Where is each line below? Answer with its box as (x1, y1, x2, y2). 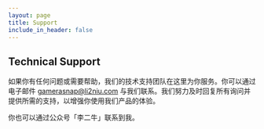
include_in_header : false (8, 26, 93, 34)
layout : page (8, 11, 51, 20)
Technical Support (8, 55, 101, 68)
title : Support (8, 19, 58, 27)
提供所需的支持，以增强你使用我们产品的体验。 (8, 96, 159, 106)
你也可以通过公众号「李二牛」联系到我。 (8, 113, 139, 122)
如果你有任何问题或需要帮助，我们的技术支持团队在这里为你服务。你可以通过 (8, 77, 256, 86)
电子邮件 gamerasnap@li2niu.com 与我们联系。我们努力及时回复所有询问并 (8, 87, 251, 96)
